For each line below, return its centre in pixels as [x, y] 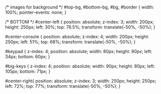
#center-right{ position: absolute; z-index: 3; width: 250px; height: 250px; [81, 81]
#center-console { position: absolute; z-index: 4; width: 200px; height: [77, 37]
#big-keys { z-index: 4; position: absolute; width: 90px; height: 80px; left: [80, 66]
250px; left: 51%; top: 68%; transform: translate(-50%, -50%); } [70, 42]
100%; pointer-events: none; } [36, 12]
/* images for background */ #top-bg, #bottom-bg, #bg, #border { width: [80, 7]
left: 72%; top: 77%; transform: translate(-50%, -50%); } [63, 86]
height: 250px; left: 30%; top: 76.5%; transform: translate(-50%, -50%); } [80, 27]
